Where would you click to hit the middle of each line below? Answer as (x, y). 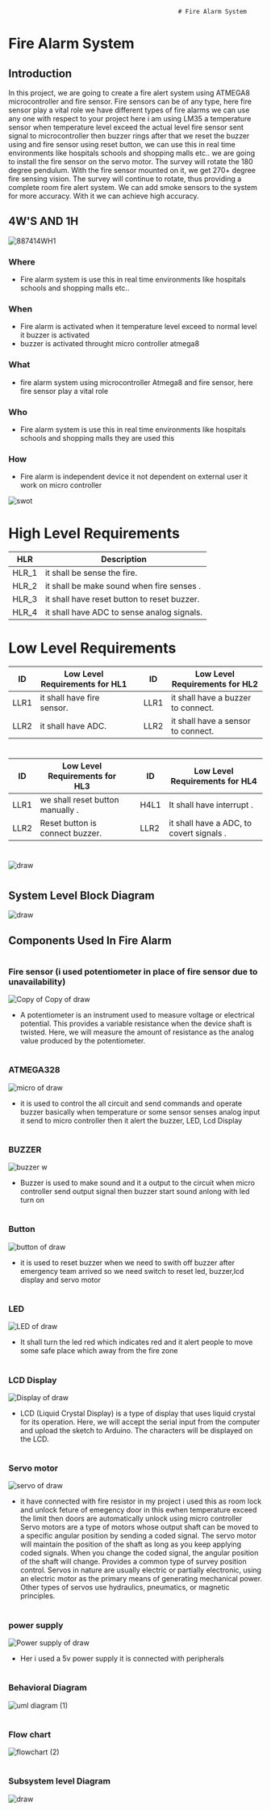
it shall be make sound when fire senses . (123, 586)
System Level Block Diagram (81, 895)
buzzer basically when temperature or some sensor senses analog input (140, 1111)
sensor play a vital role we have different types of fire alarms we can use (129, 110)
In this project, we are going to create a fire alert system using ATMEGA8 (129, 93)
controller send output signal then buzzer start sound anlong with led (135, 1191)
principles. (38, 1596)
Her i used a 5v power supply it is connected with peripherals (122, 1659)
